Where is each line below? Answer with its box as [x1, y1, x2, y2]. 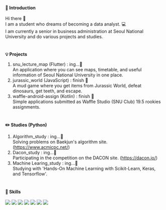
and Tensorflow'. [12, 171, 48, 177]
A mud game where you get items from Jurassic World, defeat [12, 83, 142, 89]
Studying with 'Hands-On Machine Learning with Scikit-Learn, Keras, [12, 166, 156, 172]
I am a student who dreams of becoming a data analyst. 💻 [5, 21, 127, 27]
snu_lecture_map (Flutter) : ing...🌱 [12, 61, 83, 67]
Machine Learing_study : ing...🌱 [12, 160, 78, 166]
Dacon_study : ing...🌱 [12, 150, 57, 156]
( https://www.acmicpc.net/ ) [12, 144, 70, 150]
